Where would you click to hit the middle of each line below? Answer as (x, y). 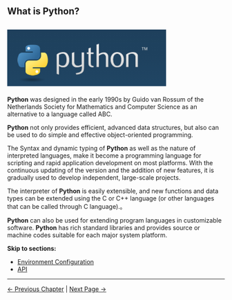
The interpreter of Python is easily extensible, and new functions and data (113, 191)
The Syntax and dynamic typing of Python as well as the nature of (101, 149)
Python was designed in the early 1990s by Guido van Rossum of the (106, 100)
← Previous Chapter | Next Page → (57, 289)
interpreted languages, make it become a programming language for (104, 156)
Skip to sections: (32, 249)
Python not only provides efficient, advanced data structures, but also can (113, 128)
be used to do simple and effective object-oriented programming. (100, 135)
